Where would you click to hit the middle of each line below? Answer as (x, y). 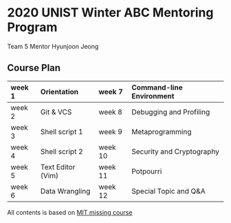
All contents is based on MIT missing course (70, 212)
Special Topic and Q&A (168, 191)
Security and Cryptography (176, 151)
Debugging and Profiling (171, 111)
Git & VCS (56, 111)
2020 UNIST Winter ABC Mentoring (110, 13)
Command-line (157, 87)
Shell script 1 (62, 131)
